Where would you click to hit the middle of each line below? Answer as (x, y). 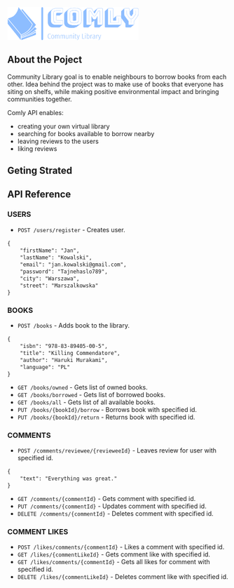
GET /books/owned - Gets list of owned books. (83, 387)
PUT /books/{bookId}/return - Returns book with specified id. (106, 417)
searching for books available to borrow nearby (86, 133)
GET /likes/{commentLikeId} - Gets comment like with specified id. (114, 554)
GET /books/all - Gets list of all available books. (86, 402)
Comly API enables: (36, 112)
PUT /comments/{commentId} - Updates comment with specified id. (112, 506)
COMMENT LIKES (38, 532)
